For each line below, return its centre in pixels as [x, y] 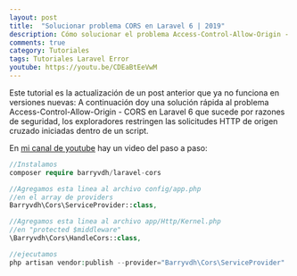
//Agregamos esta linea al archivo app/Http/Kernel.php [115, 222]
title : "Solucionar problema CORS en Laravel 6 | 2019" [117, 26]
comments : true [37, 42]
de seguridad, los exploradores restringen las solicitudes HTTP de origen [144, 121]
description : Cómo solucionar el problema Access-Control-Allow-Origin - [149, 34]
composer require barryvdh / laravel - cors [86, 172]
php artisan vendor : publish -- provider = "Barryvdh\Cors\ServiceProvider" [147, 263]
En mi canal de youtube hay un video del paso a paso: [108, 147]
